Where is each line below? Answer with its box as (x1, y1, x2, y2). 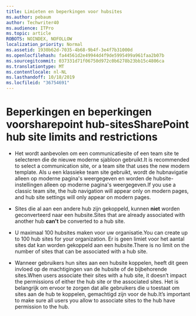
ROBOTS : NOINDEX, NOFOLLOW (6, 36, 72, 42)
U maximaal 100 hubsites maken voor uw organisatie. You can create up (14, 229, 188, 236)
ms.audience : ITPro (6, 25, 54, 31)
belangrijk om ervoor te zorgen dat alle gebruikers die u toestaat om (14, 284, 180, 291)
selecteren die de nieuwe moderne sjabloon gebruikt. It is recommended (14, 156, 190, 163)
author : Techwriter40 (6, 19, 59, 25)
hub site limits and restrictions (6, 130, 158, 144)
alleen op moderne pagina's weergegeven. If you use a (44, 181, 176, 188)
